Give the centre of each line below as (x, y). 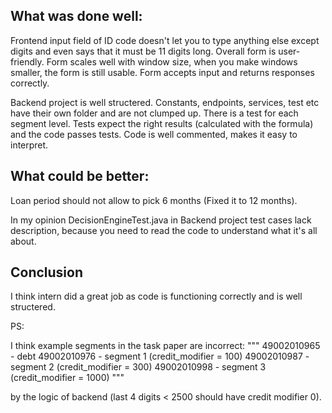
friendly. (27, 61)
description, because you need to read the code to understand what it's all (164, 230)
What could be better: (80, 176)
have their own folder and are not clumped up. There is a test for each (154, 113)
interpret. (29, 145)
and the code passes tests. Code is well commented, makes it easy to (154, 134)
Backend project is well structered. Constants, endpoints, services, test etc (165, 102)
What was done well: (76, 16)
